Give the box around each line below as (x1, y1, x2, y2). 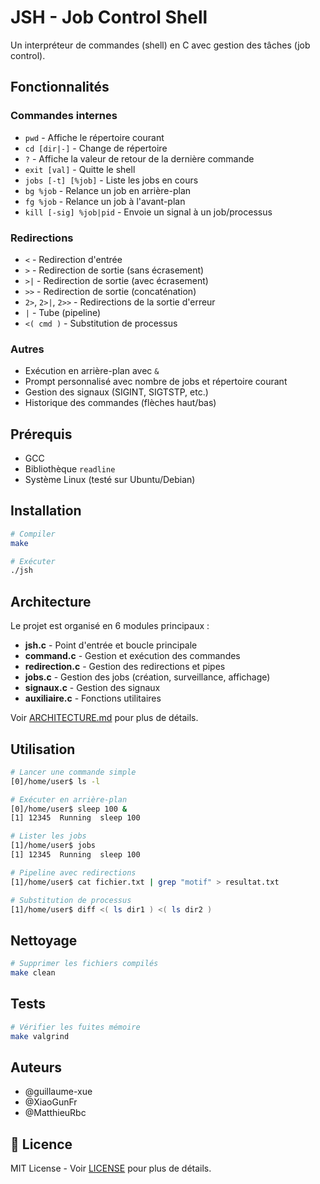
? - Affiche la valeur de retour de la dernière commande (24, 152, 255, 165)
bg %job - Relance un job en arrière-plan (24, 184, 192, 196)
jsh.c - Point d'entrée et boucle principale (24, 639, 198, 651)
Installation (10, 502, 82, 520)
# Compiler (10, 529, 56, 539)
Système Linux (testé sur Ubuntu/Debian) (24, 474, 196, 486)
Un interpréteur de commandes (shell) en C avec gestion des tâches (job (10, 39, 311, 51)
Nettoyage (10, 932, 78, 949)
